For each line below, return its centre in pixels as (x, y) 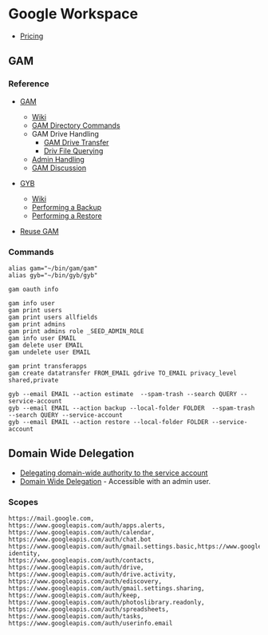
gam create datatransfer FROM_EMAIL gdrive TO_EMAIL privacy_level (123, 373)
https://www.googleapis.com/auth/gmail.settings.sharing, (106, 589)
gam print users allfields (53, 317)
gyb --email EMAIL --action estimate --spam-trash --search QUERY (123, 394)
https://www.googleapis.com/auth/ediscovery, (85, 581)
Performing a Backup (67, 207)
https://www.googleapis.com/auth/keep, (75, 596)
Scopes (23, 502)
